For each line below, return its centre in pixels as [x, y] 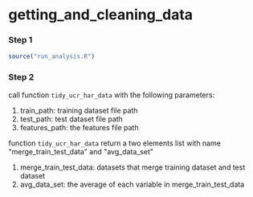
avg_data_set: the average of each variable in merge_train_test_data [132, 184]
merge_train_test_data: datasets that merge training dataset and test [133, 167]
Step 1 [20, 40]
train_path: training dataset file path [79, 110]
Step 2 [21, 77]
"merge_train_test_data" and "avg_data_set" [81, 151]
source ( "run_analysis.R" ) [51, 57]
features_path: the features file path [79, 127]
